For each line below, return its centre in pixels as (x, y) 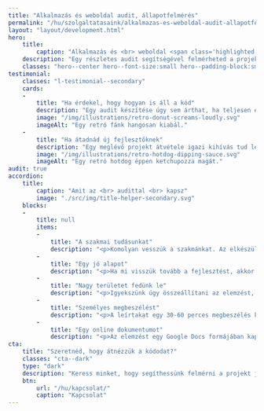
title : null (56, 220)
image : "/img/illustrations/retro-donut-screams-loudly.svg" (139, 118)
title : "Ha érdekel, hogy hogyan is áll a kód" (115, 103)
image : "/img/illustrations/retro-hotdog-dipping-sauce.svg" (139, 154)
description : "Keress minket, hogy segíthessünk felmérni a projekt (137, 373)
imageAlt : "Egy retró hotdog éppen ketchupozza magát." (130, 162)
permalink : (26, 23)
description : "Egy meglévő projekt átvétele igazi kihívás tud (142, 147)
